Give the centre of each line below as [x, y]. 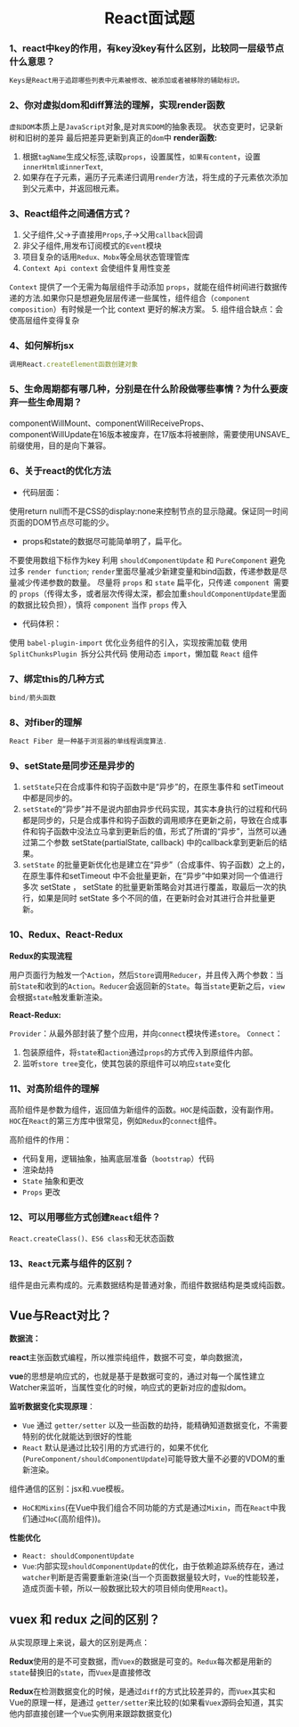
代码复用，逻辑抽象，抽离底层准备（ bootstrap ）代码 [118, 1158]
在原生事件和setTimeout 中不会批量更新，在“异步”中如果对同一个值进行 [152, 876]
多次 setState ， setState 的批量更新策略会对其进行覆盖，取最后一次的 [150, 887]
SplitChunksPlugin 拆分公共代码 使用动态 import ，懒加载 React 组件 [134, 653]
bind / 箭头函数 [32, 698]
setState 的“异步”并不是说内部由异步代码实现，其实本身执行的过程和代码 [154, 809]
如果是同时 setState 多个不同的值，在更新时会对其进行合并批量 [153, 898]
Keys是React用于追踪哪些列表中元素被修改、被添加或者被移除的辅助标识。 [127, 81]
